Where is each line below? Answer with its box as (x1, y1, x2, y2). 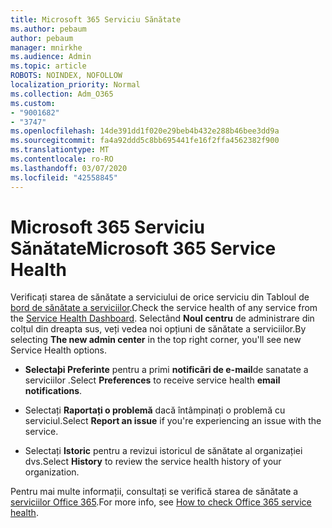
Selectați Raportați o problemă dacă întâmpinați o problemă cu (24, 404, 286, 416)
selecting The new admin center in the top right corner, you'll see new (10, 334, 302, 346)
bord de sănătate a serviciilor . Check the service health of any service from (10, 302, 318, 314)
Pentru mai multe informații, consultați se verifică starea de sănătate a (10, 486, 299, 498)
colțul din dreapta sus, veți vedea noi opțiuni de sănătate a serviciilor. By (10, 323, 307, 335)
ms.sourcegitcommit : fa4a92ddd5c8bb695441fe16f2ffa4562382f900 (10, 136, 280, 146)
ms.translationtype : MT (10, 145, 110, 155)
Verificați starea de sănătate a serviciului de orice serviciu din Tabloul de (10, 291, 310, 303)
